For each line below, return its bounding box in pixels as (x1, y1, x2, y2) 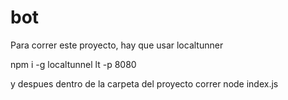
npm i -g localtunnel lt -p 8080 (10, 58, 137, 70)
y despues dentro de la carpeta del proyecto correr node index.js (10, 77, 279, 90)
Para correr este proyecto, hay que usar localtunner (10, 39, 224, 51)
